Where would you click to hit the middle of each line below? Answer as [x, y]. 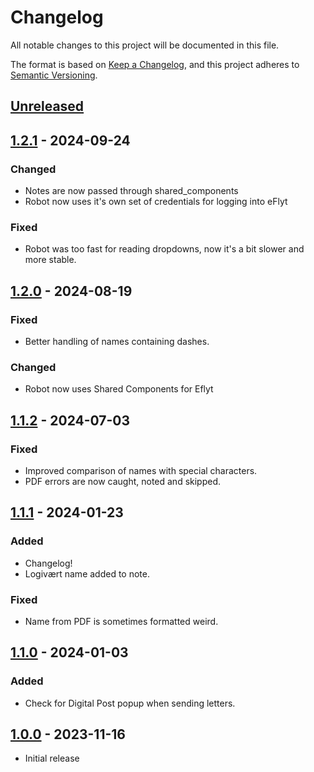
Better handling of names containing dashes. [117, 341]
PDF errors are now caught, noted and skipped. [123, 481]
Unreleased [47, 106]
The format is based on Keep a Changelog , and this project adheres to [155, 64]
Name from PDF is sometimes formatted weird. [121, 621]
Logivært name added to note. [87, 573]
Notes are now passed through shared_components [131, 191]
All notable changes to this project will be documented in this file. [145, 45]
